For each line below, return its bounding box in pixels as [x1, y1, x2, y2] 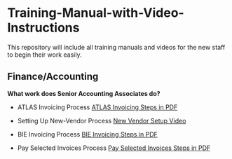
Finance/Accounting [7, 71, 99, 83]
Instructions [7, 20, 80, 36]
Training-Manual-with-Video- [7, 5, 184, 21]
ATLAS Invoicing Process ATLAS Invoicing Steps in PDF [17, 103, 178, 111]
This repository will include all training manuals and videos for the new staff [7, 43, 226, 51]
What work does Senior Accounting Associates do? [7, 89, 161, 97]
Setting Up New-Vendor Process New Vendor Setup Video [17, 116, 186, 125]
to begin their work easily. [7, 50, 82, 59]
